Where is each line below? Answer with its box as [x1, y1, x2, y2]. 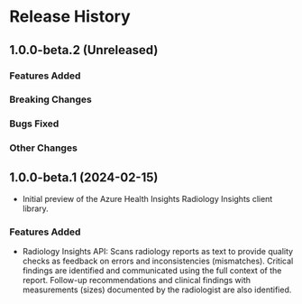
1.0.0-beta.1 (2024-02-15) [9, 170, 159, 185]
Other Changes [9, 142, 78, 154]
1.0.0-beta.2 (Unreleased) [9, 42, 159, 58]
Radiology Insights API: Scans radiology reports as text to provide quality [22, 246, 294, 257]
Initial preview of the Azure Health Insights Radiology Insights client [22, 194, 273, 205]
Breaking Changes [9, 93, 93, 106]
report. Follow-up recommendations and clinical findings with [22, 275, 251, 286]
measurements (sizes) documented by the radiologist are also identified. [22, 284, 292, 295]
